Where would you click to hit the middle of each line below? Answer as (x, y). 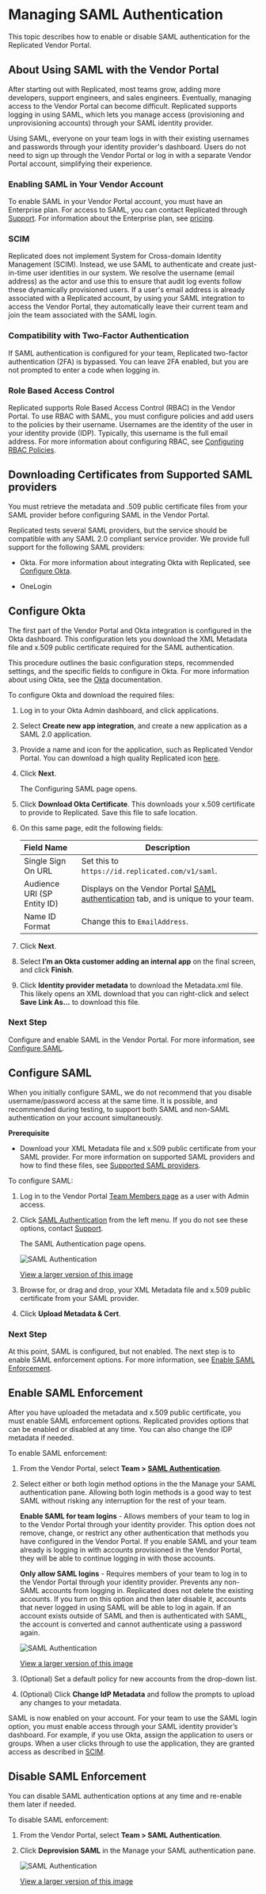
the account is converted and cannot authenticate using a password (131, 1624)
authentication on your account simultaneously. (86, 1118)
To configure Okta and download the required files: (91, 695)
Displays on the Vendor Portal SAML (148, 888)
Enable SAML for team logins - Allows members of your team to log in (135, 1516)
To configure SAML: (41, 1180)
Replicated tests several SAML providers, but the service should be (118, 530)
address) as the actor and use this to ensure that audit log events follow (125, 281)
